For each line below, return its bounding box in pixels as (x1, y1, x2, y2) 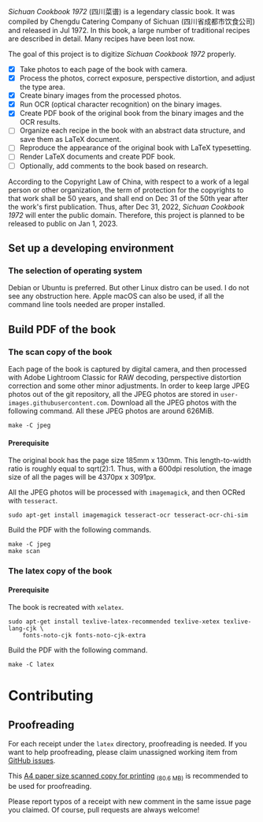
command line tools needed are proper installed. (8, 300, 165, 309)
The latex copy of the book (8, 566, 113, 577)
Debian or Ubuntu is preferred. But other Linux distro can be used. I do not (8, 283, 250, 293)
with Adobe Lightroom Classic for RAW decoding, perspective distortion (8, 372, 242, 382)
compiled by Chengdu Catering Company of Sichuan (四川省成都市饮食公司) (8, 17, 256, 26)
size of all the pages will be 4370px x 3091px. (8, 473, 156, 482)
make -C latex (8, 661, 55, 669)
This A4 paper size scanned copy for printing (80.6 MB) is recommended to (8, 772, 249, 783)
